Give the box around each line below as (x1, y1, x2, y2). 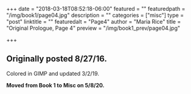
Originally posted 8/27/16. (6, 54, 108, 64)
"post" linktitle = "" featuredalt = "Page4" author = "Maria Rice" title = (6, 18, 181, 25)
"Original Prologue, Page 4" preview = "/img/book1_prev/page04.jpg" (6, 24, 181, 32)
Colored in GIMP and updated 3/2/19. (6, 70, 99, 77)
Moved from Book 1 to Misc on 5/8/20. (6, 81, 105, 89)
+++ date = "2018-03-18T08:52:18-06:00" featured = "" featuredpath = (6, 5, 186, 12)
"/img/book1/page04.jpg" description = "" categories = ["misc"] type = (6, 12, 184, 19)
